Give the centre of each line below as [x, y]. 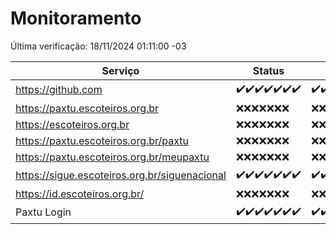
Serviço [120, 70]
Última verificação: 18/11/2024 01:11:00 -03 [98, 46]
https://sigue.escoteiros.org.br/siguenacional [121, 175]
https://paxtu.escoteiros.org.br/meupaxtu [112, 157]
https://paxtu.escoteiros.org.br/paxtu [102, 140]
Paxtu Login [43, 212]
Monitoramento [76, 18]
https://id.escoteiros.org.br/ [80, 194]
